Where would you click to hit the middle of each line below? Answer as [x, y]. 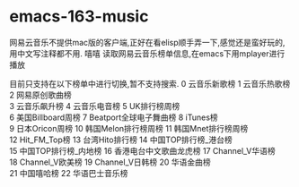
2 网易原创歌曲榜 [40, 95]
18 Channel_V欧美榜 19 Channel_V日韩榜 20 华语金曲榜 [110, 162]
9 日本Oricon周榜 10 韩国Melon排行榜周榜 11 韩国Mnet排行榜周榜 [129, 128]
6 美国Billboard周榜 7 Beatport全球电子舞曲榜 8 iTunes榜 [114, 117]
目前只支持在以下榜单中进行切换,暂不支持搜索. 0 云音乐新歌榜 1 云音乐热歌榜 [150, 83]
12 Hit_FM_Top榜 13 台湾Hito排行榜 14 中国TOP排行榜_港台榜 [121, 140]
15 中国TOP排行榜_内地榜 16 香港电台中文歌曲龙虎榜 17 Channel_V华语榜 [142, 150]
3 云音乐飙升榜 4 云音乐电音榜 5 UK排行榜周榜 [95, 106]
